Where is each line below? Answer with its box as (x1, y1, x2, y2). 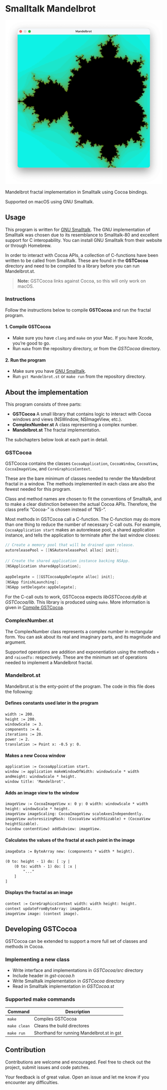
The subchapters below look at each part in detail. (5, 437, 109, 443)
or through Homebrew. (5, 242, 52, 248)
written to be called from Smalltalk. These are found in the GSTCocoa (5, 257, 149, 263)
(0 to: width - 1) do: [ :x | (14, 864, 77, 869)
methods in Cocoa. (5, 943, 44, 949)
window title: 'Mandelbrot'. (5, 779, 66, 784)
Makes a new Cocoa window (5, 752, 66, 758)
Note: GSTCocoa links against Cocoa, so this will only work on (17, 278, 146, 284)
